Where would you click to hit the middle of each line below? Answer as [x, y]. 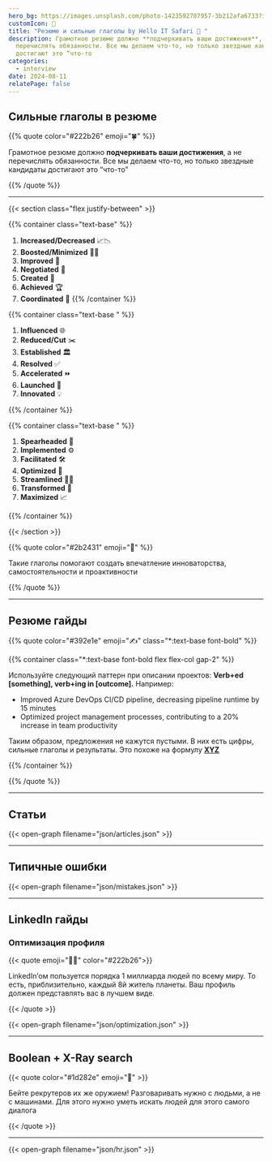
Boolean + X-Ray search [71, 1058]
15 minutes [38, 708]
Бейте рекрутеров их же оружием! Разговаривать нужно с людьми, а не [135, 1093]
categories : [28, 62]
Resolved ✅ [40, 364]
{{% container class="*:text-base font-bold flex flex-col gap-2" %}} [121, 660]
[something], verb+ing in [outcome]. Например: [91, 684]
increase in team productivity [69, 725]
